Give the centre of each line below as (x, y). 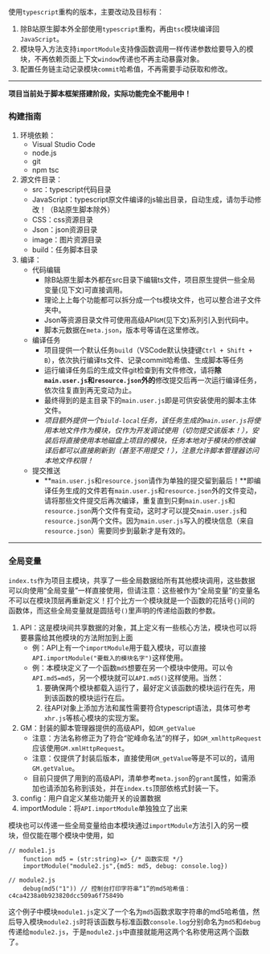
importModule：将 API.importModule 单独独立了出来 (104, 808)
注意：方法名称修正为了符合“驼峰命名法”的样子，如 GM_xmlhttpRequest (147, 738)
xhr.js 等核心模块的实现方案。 (94, 718)
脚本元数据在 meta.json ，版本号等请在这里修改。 (123, 330)
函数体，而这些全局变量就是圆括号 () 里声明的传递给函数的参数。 (114, 610)
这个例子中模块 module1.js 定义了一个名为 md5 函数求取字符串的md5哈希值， (131, 911)
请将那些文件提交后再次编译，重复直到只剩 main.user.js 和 (139, 501)
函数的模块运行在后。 (94, 698)
